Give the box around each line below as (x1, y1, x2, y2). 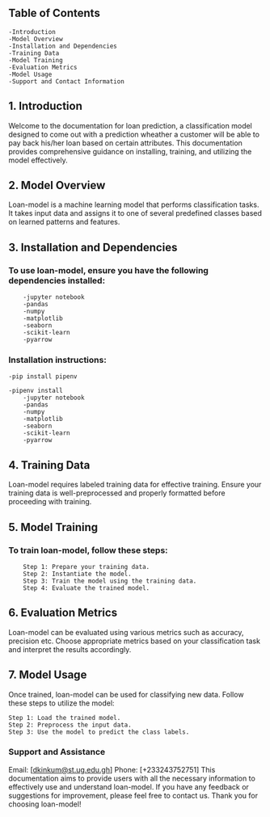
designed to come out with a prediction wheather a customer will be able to (8, 129, 260, 139)
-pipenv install (8, 387, 63, 395)
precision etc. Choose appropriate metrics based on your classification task (8, 636, 261, 646)
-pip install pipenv (8, 373, 78, 381)
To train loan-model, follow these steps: (8, 545, 168, 556)
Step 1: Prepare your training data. (23, 562, 150, 571)
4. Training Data (8, 458, 91, 472)
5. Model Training (8, 520, 99, 534)
